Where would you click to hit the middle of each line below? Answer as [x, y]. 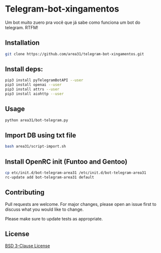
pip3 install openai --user [33, 85]
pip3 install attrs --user [32, 89]
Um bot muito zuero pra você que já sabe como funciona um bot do [73, 22]
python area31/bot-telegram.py [37, 120]
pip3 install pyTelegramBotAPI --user [44, 80]
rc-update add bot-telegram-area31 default [50, 177]
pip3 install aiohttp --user [34, 94]
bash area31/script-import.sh [36, 147]
